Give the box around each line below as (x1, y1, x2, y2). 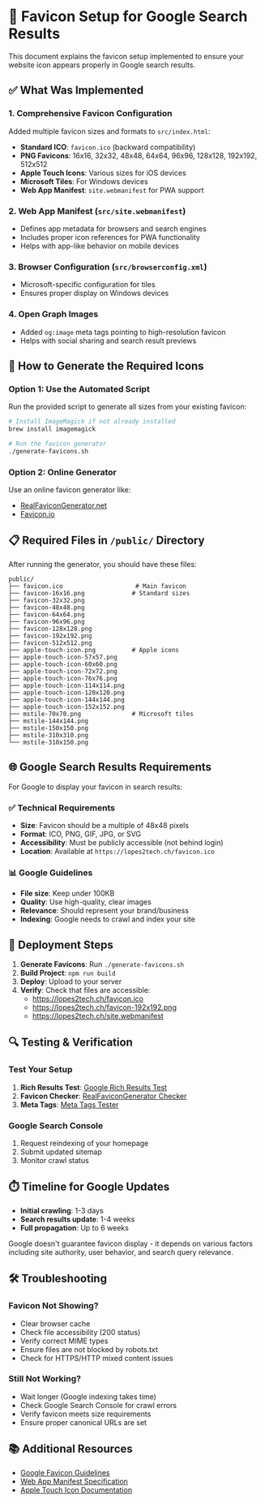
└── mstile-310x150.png (8, 738, 89, 746)
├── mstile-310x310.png (8, 731, 89, 739)
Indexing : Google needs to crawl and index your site (19, 914, 196, 924)
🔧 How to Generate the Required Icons (8, 359, 204, 372)
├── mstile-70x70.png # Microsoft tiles (8, 710, 194, 718)
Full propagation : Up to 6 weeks (19, 1222, 130, 1232)
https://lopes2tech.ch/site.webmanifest (32, 1011, 164, 1021)
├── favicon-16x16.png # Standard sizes (8, 589, 190, 597)
